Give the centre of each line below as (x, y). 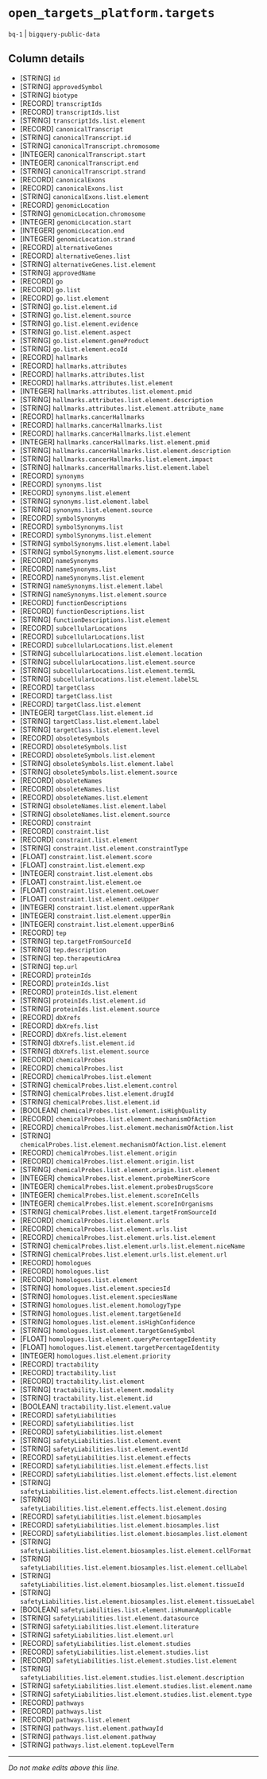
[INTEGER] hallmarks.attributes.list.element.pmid (106, 391)
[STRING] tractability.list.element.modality (97, 1389)
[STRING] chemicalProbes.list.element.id (90, 1101)
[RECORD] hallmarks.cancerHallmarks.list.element (105, 433)
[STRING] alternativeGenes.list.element (88, 264)
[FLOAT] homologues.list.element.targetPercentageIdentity (120, 1347)
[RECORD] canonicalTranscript (72, 128)
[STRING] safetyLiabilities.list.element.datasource (109, 1617)
